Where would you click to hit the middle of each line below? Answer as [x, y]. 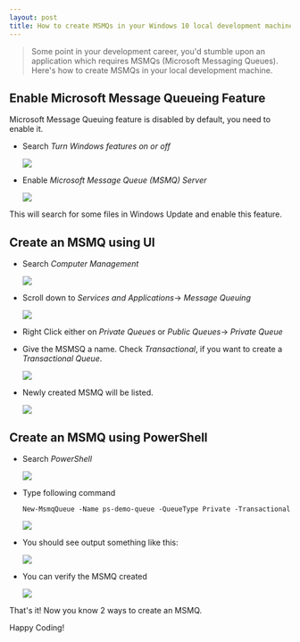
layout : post [33, 17]
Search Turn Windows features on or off [96, 146]
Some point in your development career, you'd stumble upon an [148, 51]
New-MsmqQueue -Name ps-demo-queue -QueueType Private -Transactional [156, 509]
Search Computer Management [80, 264]
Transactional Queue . [62, 358]
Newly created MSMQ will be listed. [87, 392]
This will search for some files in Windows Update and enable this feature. [146, 214]
